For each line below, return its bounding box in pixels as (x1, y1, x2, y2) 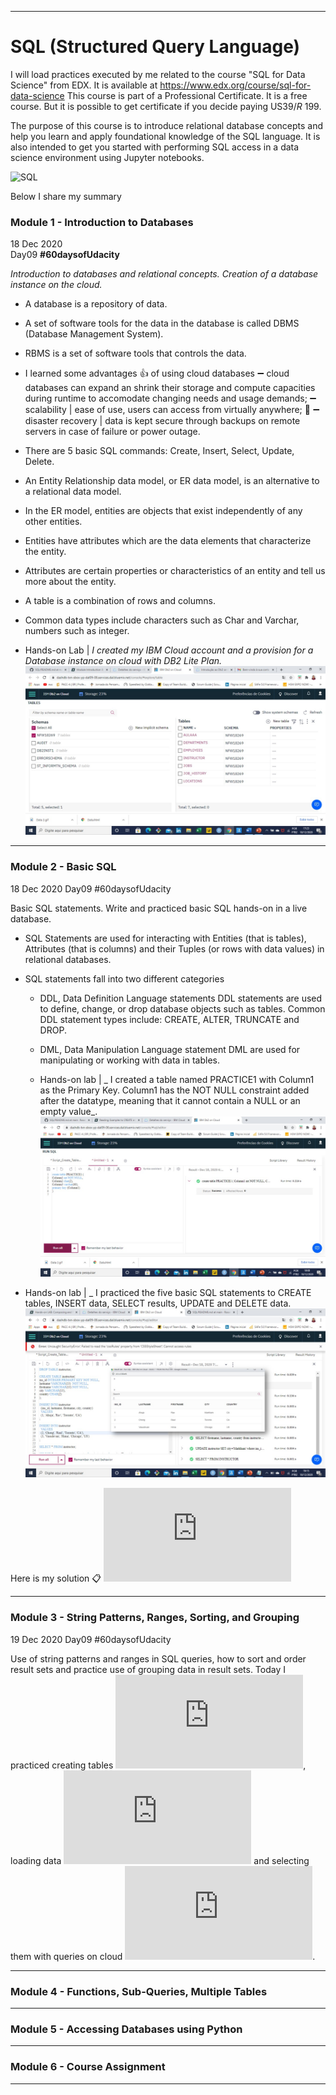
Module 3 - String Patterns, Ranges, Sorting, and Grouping (10, 1611, 300, 1625)
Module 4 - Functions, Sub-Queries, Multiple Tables (10, 1984, 268, 1998)
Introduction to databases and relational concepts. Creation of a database (10, 268, 319, 280)
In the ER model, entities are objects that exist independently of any (24, 505, 303, 517)
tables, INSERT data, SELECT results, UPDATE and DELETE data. (24, 1297, 292, 1310)
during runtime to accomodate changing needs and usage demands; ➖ (24, 392, 317, 405)
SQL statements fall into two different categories (24, 972, 225, 985)
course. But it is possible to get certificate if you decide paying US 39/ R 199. (10, 100, 322, 112)
